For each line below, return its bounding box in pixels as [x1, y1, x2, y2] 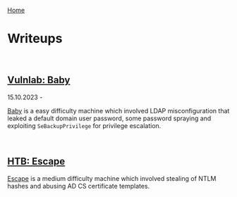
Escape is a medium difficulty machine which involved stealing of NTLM [7, 174, 217, 182]
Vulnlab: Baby [7, 74, 71, 87]
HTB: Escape [7, 155, 66, 167]
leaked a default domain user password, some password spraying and [7, 114, 212, 122]
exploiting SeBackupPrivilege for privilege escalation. [7, 121, 162, 129]
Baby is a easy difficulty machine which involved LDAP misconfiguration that [7, 106, 230, 115]
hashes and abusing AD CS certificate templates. [7, 182, 150, 190]
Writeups [7, 31, 63, 46]
